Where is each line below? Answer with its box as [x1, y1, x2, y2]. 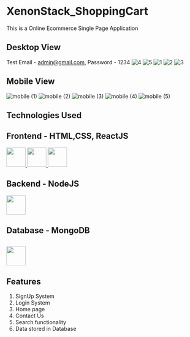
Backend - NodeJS [6, 179, 80, 189]
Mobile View [6, 76, 55, 87]
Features [6, 276, 41, 287]
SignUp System [15, 292, 55, 300]
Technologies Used [6, 110, 82, 120]
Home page [15, 306, 45, 313]
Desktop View [6, 42, 61, 53]
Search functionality [15, 319, 66, 326]
